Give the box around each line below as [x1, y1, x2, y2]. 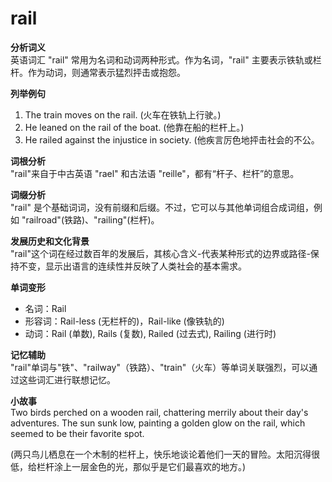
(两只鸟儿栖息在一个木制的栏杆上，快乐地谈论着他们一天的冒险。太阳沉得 [10, 448, 312, 460]
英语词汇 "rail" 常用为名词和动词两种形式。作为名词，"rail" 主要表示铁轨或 [10, 53, 313, 66]
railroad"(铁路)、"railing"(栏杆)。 [25, 213, 160, 226]
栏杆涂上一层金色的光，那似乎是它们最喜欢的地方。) [36, 460, 247, 472]
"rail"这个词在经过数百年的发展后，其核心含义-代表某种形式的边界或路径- [10, 247, 311, 259]
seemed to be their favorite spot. [10, 427, 145, 439]
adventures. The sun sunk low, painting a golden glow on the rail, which [10, 417, 306, 429]
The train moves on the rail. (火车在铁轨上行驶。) [24, 108, 222, 121]
